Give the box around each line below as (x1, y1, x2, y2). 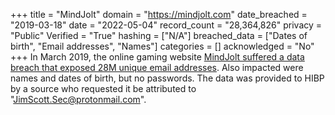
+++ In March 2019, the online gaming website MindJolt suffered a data (10, 51, 305, 63)
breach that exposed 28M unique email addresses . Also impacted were (10, 62, 304, 73)
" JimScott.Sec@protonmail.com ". (10, 94, 147, 105)
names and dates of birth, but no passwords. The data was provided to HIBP (10, 72, 325, 84)
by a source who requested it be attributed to (10, 83, 197, 94)
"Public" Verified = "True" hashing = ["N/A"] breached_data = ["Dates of (10, 30, 308, 41)
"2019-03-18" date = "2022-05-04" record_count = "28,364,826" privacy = (10, 19, 323, 31)
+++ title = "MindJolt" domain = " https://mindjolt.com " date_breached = (10, 9, 308, 20)
